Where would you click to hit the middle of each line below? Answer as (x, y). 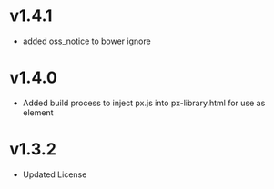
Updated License (55, 174)
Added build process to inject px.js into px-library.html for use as (144, 103)
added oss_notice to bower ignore (87, 41)
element (38, 112)
